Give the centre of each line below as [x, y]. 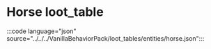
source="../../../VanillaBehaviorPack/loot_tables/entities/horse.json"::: [105, 38]
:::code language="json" [41, 31]
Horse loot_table [55, 12]
